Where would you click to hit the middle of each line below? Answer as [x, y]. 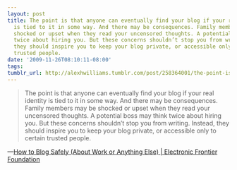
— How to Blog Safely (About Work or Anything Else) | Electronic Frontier [113, 152]
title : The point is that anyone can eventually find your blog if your [116, 20]
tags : [15, 66]
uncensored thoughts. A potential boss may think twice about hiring [123, 115]
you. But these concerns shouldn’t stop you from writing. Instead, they [127, 123]
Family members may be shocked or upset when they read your [117, 108]
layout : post [26, 14]
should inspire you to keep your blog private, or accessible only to [120, 130]
